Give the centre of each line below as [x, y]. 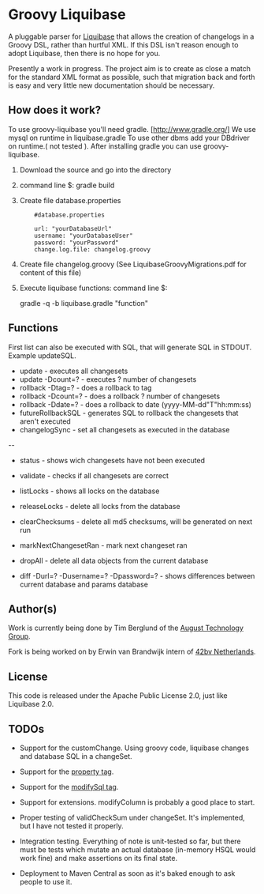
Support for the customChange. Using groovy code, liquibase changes [134, 748]
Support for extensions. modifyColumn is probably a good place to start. [137, 802]
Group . [19, 636]
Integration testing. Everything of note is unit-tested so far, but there [130, 841]
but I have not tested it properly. [71, 826]
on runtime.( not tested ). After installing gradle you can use [105, 146]
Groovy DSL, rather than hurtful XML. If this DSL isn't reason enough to [123, 44]
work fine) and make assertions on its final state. [99, 858]
